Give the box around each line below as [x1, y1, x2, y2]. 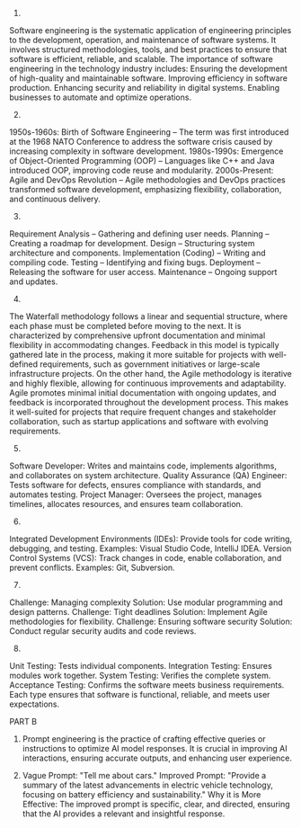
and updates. [9, 276, 58, 287]
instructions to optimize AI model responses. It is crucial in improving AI [22, 743, 288, 753]
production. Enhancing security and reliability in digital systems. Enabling [9, 83, 280, 93]
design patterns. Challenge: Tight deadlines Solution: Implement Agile [9, 607, 268, 617]
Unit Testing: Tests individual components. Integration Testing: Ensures [9, 661, 272, 671]
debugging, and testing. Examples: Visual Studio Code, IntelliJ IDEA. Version [9, 543, 292, 554]
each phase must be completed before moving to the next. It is [9, 321, 242, 331]
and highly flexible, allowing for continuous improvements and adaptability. [9, 378, 287, 388]
